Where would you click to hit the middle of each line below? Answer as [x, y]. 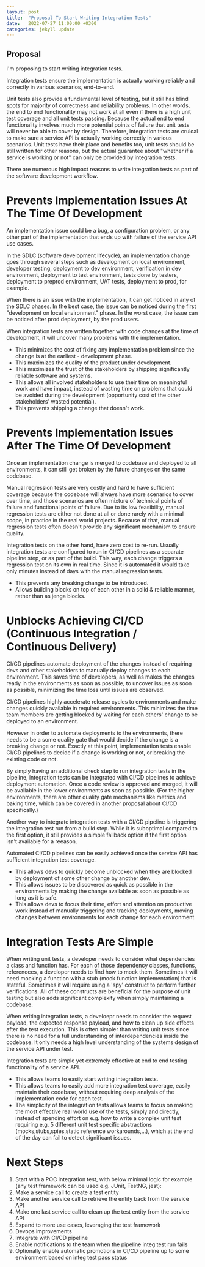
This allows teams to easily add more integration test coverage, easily [103, 1085]
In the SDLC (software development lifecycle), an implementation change [98, 255]
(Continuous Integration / [72, 634]
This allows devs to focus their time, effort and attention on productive [103, 904]
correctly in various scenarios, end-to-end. [60, 87]
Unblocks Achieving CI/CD [75, 621]
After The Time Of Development [88, 446]
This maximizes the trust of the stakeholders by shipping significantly [103, 369]
